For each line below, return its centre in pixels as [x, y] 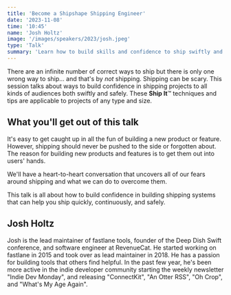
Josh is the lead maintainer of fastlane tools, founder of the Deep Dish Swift [114, 240]
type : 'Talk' [26, 45]
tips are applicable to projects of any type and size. [80, 100]
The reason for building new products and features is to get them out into [111, 153]
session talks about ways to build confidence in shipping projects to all [107, 86]
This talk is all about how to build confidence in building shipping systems [111, 195]
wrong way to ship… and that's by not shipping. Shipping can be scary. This [114, 78]
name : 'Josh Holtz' [35, 33]
